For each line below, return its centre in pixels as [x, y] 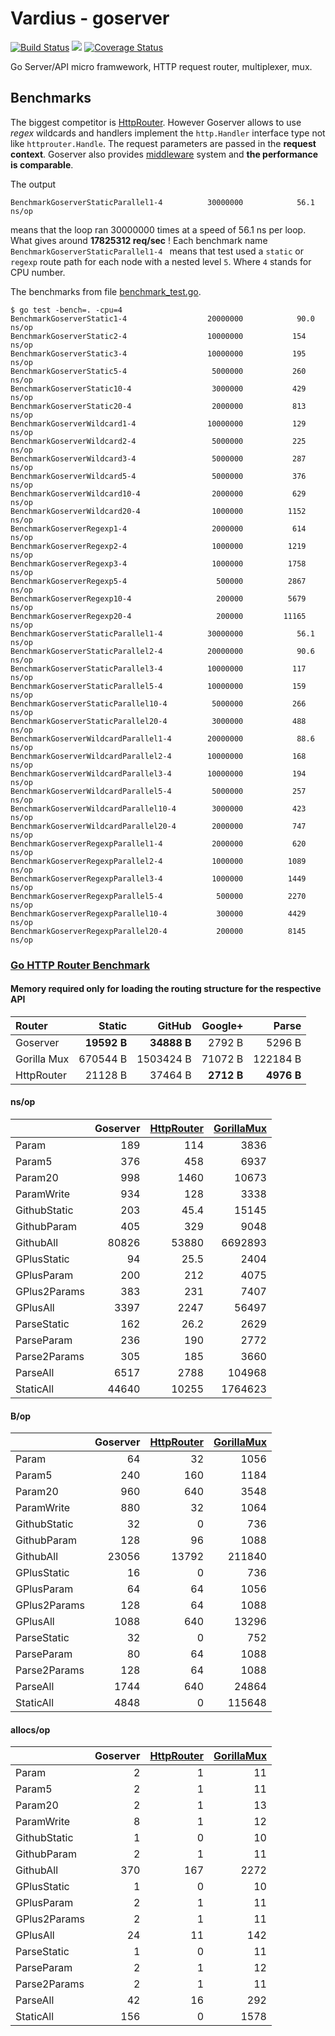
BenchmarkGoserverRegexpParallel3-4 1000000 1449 [158, 878]
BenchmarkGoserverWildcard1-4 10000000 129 [158, 423]
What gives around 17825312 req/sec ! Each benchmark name [139, 240]
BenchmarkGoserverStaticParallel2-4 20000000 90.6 [162, 651]
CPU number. [38, 272]
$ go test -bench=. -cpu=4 [66, 310]
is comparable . [42, 164]
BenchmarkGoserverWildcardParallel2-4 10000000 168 [158, 756]
